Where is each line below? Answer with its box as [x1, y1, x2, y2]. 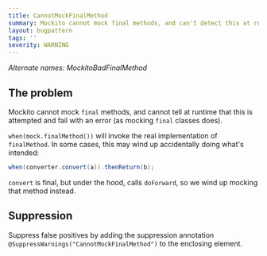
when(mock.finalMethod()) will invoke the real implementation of [8, 130, 218, 140]
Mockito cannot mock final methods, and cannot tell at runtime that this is [8, 107, 253, 116]
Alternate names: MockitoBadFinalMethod [8, 63, 147, 72]
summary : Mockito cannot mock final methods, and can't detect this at [8, 19, 250, 27]
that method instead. [8, 186, 76, 196]
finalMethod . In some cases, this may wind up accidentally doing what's [8, 139, 244, 149]
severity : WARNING [8, 41, 69, 49]
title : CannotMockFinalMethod [8, 11, 109, 20]
